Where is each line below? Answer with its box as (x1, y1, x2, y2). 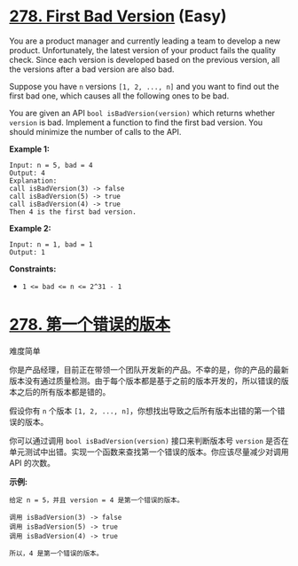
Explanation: (9, 176, 58, 185)
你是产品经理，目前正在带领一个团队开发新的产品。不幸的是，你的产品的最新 (9, 364, 289, 374)
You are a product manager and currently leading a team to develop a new (9, 35, 281, 46)
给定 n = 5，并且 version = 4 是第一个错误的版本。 (9, 495, 184, 505)
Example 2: (9, 223, 51, 233)
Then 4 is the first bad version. (9, 207, 137, 216)
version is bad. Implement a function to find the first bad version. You (9, 117, 263, 128)
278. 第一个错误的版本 (9, 315, 171, 334)
